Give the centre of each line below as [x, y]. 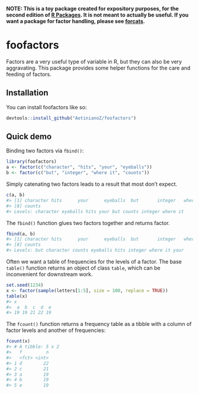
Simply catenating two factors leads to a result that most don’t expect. [92, 184]
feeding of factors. [29, 74]
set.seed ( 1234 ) [25, 285]
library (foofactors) [32, 162]
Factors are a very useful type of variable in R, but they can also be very [94, 61]
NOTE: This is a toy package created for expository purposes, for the [92, 9]
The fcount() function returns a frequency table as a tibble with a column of [99, 324]
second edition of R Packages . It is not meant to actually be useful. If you [97, 15]
